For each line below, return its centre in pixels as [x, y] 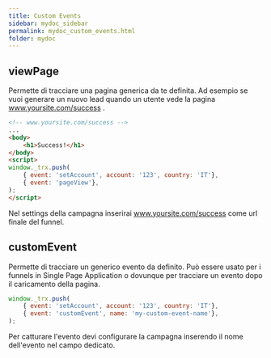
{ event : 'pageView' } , [61, 183]
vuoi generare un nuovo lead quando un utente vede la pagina [112, 99]
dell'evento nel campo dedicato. [62, 345]
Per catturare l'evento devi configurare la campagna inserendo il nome [126, 337]
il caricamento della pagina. [55, 284]
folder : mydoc [32, 38]
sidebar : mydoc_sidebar [49, 23]
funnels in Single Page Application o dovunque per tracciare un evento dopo [135, 275]
